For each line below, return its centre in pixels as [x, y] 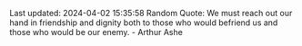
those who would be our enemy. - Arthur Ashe [96, 32]
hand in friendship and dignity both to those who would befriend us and [144, 23]
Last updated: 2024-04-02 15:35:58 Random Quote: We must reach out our [151, 13]
